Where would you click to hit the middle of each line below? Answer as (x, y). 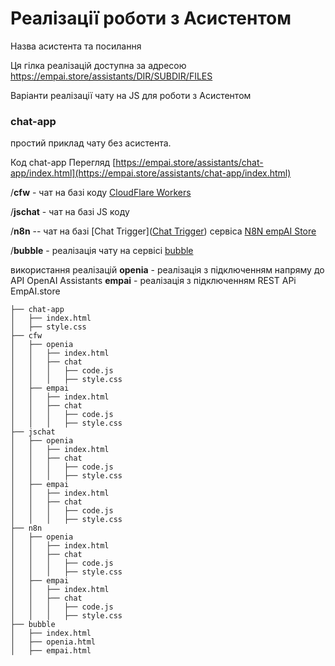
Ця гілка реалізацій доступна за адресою (98, 65)
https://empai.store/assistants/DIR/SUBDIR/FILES (111, 76)
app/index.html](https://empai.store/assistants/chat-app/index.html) (151, 173)
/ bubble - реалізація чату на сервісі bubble (102, 251)
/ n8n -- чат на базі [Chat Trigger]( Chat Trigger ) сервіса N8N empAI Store (163, 231)
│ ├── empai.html (51, 651)
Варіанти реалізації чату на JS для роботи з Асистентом (131, 95)
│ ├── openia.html (53, 642)
